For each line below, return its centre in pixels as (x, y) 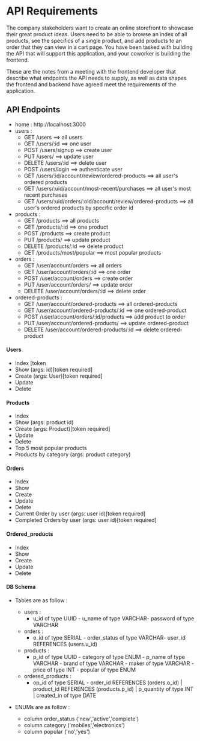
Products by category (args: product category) (73, 454)
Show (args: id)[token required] (54, 369)
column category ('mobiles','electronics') (74, 725)
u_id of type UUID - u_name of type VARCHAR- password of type (114, 618)
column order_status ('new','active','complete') (81, 719)
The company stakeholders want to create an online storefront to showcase (100, 28)
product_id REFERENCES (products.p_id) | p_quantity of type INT (113, 689)
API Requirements (52, 11)
